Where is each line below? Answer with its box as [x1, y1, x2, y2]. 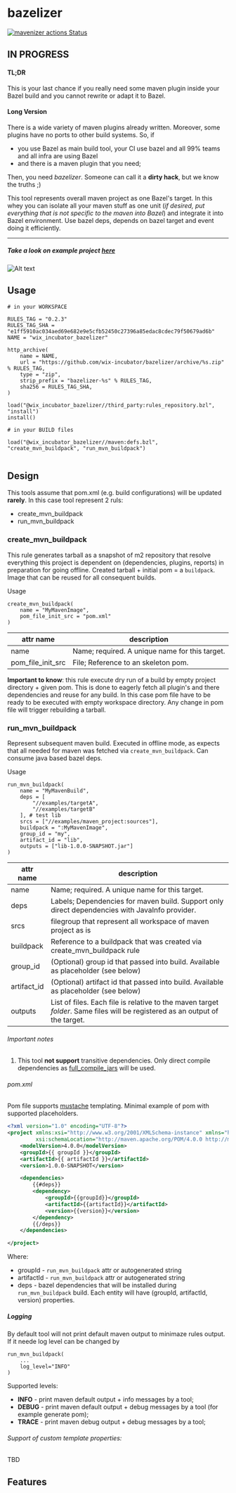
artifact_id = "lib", [20, 836, 83, 843]
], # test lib [20, 812, 61, 819]
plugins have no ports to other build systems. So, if [7, 130, 155, 139]
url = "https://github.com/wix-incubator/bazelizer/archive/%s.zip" [20, 359, 225, 366]
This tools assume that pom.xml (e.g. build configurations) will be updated [7, 489, 222, 497]
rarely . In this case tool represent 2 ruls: [7, 496, 124, 504]
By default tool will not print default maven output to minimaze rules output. [7, 1330, 225, 1338]
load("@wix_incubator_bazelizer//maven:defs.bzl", [7, 438, 159, 446]
